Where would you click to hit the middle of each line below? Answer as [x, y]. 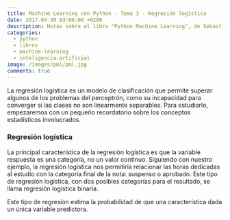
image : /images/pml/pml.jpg [47, 64]
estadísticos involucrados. [44, 119]
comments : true [29, 71]
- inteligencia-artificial [52, 58]
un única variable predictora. [48, 209]
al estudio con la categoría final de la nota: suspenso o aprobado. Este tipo [112, 174]
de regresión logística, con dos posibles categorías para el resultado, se [109, 181]
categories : [24, 33]
